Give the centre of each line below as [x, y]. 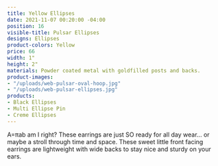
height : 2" [23, 64]
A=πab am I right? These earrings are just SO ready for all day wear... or [109, 135]
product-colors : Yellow [41, 45]
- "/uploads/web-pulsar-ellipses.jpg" [62, 89]
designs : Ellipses [33, 39]
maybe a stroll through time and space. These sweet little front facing [105, 141]
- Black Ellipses [32, 102]
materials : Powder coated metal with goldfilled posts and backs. [104, 70]
